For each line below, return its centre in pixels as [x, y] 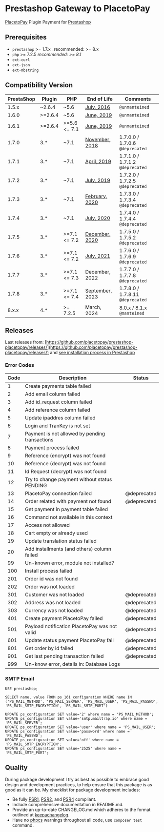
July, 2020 [98, 218]
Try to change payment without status [69, 479]
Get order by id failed [49, 648]
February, [96, 196]
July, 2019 [98, 180]
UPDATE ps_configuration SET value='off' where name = [62, 740]
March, [93, 307]
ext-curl [21, 60]
